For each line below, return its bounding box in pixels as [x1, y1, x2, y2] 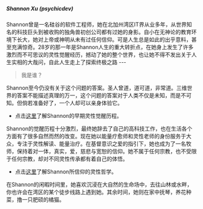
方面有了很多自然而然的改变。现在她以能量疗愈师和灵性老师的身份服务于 [6, 132, 186, 140]
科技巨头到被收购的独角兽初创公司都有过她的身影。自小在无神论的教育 [16, 28, 192, 36]
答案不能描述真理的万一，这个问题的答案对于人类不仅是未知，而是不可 [16, 91, 192, 99]
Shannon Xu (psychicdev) [6, 5, 74, 12]
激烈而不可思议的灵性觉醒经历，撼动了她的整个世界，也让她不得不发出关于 [6, 51, 192, 58]
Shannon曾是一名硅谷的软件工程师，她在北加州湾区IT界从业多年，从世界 [6, 21, 187, 28]
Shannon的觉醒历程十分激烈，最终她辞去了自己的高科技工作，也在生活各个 [6, 124, 193, 132]
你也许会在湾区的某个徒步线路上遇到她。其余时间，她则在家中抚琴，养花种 [6, 188, 192, 196]
